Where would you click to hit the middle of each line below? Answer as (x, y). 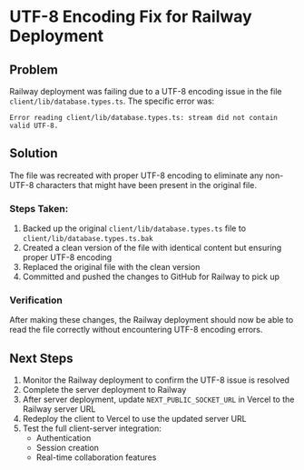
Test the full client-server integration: (92, 428)
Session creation (68, 448)
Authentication (64, 438)
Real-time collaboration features (96, 457)
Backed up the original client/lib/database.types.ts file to (134, 228)
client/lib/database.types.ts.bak (88, 239)
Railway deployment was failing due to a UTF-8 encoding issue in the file (146, 91)
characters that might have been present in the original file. (146, 185)
